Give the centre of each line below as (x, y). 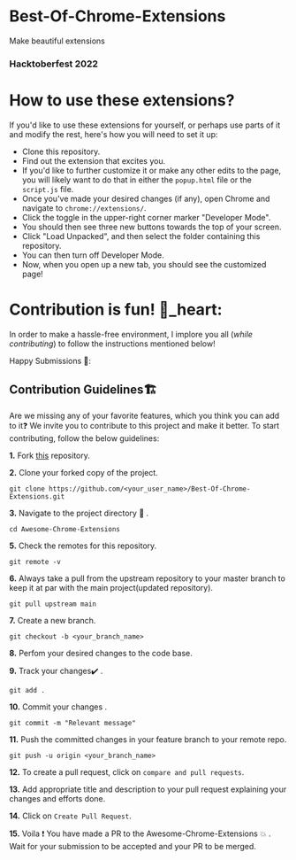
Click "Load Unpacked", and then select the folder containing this (141, 236)
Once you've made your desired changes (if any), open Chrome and (146, 198)
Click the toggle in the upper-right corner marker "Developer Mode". (146, 217)
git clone (27, 489)
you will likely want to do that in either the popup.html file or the (137, 180)
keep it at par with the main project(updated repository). (111, 587)
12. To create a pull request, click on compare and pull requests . (127, 771)
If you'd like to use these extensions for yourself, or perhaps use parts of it (145, 125)
